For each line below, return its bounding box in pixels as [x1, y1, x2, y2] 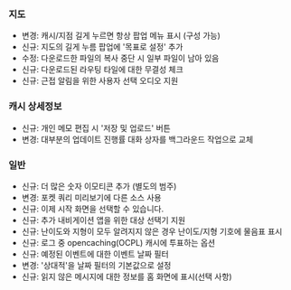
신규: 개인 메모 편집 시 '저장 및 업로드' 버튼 [21, 122, 171, 133]
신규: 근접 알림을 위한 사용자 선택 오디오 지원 [21, 75, 179, 87]
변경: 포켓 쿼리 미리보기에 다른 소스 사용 [21, 192, 162, 202]
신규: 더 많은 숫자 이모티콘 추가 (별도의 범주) [21, 181, 177, 192]
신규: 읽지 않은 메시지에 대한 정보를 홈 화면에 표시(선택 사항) [21, 271, 232, 282]
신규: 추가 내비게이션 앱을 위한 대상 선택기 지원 [21, 214, 186, 225]
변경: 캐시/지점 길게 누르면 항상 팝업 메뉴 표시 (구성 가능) [21, 30, 221, 42]
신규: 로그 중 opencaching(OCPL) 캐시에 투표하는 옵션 [21, 237, 216, 248]
